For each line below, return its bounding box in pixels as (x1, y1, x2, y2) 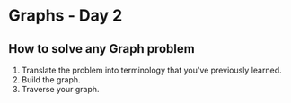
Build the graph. (21, 74, 82, 85)
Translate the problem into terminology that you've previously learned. (21, 64, 282, 75)
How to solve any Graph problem (8, 41, 195, 56)
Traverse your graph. (21, 84, 100, 94)
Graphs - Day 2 (8, 5, 123, 26)
